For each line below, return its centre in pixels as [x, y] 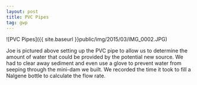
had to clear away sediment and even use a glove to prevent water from [94, 63]
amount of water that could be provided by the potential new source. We [95, 57]
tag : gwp [17, 22]
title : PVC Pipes [28, 17]
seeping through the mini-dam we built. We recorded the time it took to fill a [99, 70]
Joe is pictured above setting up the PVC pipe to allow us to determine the [97, 51]
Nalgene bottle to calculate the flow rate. [56, 76]
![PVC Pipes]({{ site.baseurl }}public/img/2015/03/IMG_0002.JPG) [87, 40]
